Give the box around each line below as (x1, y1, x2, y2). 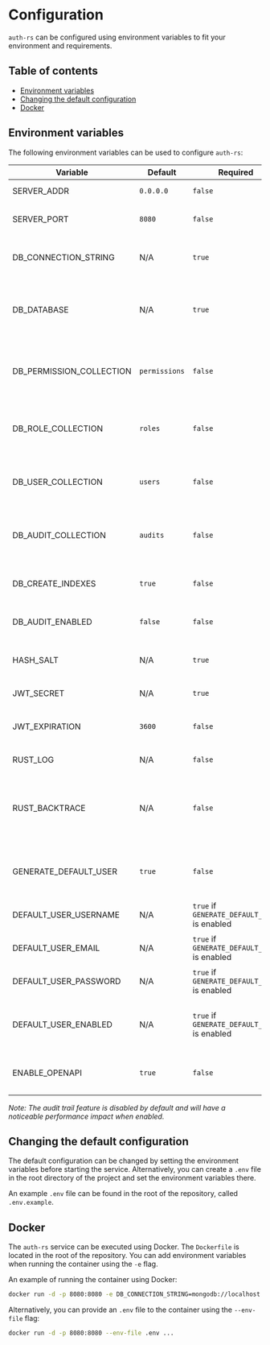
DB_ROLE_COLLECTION (12, 423, 103, 434)
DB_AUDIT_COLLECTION (12, 529, 107, 540)
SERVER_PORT (12, 213, 69, 225)
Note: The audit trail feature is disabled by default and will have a (8, 1103, 227, 1112)
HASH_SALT (12, 654, 59, 665)
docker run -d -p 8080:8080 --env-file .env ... (8, 1329, 174, 1338)
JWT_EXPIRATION (12, 721, 82, 732)
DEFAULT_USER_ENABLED (12, 1019, 112, 1030)
